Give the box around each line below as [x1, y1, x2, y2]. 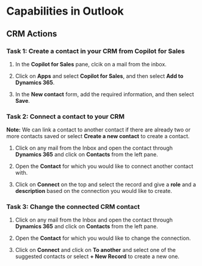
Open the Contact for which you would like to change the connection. [15, 234, 191, 242]
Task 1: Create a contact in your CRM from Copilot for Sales [6, 47, 185, 55]
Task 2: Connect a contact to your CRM [6, 112, 125, 121]
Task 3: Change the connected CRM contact [6, 203, 140, 211]
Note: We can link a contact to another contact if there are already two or [6, 126, 191, 133]
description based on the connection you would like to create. [15, 187, 173, 195]
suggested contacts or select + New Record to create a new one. [15, 253, 180, 260]
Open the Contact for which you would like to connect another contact [15, 163, 193, 170]
